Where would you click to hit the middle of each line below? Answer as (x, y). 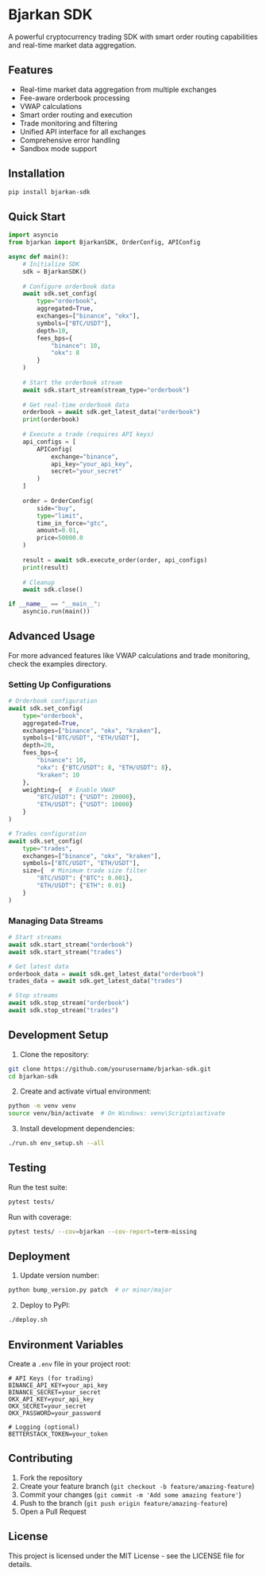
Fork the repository (51, 1477)
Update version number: (60, 1276)
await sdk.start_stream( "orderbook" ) (71, 945)
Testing (27, 1168)
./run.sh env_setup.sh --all (56, 1144)
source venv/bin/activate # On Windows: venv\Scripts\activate (117, 1113)
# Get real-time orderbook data (76, 405)
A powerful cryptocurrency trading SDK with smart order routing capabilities (133, 37)
